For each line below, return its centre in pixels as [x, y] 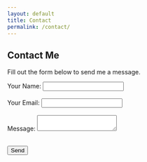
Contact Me [33, 55]
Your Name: [24, 86]
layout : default [31, 14]
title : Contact [29, 20]
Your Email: [23, 103]
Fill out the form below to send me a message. [74, 72]
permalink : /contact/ [39, 27]
